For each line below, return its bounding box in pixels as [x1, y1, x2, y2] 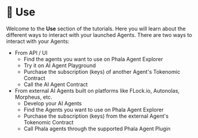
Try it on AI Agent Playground [23, 62, 96, 69]
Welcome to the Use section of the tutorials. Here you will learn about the [6, 25, 186, 32]
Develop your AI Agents [23, 99, 82, 106]
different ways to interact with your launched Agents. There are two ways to [6, 31, 192, 38]
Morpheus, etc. [14, 93, 52, 101]
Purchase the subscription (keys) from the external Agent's [23, 112, 169, 120]
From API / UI [14, 49, 48, 56]
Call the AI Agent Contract [23, 80, 88, 88]
